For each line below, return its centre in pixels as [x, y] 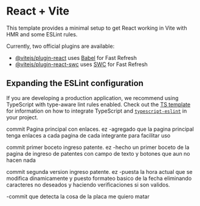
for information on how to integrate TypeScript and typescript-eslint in [97, 111]
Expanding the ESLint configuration [75, 83]
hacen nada [21, 160]
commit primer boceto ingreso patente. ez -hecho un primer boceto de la [98, 147]
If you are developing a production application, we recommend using [92, 98]
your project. [22, 117]
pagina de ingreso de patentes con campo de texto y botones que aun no [98, 153]
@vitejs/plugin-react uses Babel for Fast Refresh [76, 58]
